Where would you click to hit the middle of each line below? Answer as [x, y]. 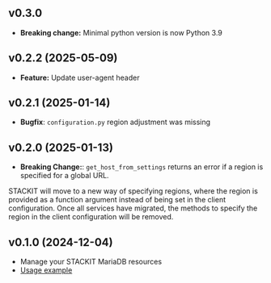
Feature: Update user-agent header [80, 77]
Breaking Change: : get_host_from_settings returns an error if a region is [142, 167]
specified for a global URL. [64, 176]
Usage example [46, 270]
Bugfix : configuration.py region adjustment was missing [115, 122]
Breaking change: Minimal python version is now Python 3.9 [121, 32]
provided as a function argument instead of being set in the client [117, 200]
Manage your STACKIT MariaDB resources [91, 262]
